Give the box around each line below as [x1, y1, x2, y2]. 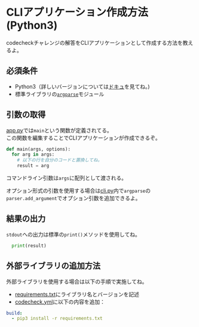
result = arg [17, 163, 50, 169]
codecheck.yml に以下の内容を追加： [14, 298, 106, 305]
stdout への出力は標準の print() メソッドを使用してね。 [6, 231, 140, 238]
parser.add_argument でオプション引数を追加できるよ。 [6, 195, 141, 202]
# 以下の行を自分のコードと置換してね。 [17, 157, 103, 163]
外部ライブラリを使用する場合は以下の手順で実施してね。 [6, 278, 148, 285]
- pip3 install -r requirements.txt [11, 316, 103, 322]
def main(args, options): [6, 146, 71, 152]
